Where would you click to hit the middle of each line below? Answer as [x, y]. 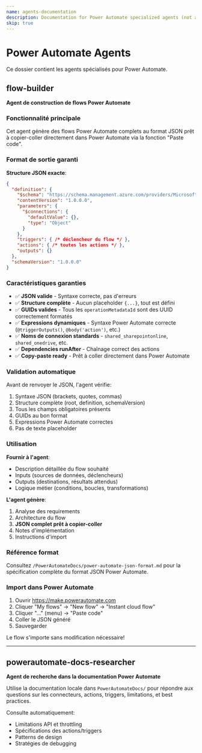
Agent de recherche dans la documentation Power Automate [84, 677]
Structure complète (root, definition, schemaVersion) [80, 403]
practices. [19, 701]
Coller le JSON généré [43, 620]
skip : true [20, 23]
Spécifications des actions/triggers [58, 731]
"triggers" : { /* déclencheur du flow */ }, [74, 240]
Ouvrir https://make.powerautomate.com [65, 600]
